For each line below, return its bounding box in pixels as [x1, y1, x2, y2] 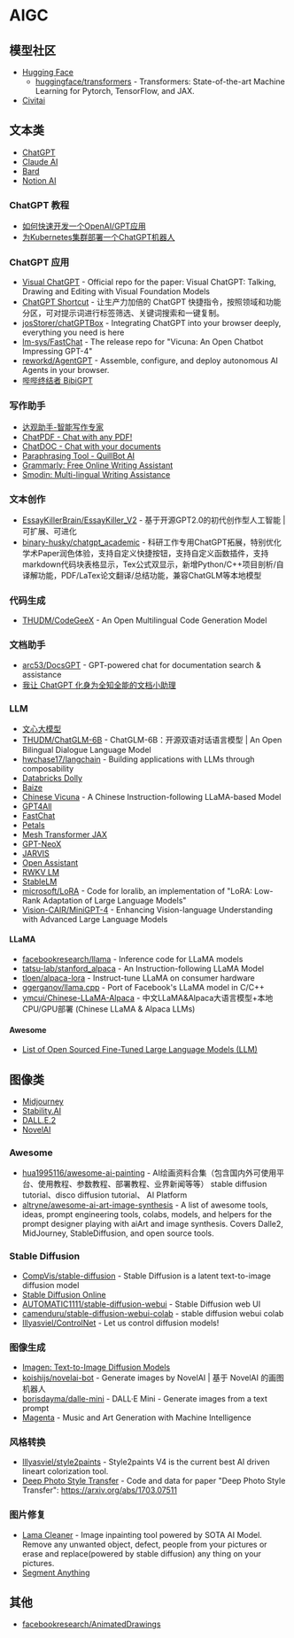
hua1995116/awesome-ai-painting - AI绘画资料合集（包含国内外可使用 [21, 1168, 277, 1178]
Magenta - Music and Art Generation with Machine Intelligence [21, 1412, 252, 1423]
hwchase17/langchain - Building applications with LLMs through [21, 754, 255, 765]
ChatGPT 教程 [9, 198, 70, 211]
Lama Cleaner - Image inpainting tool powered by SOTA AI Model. [21, 1529, 263, 1540]
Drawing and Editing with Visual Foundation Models [21, 286, 211, 297]
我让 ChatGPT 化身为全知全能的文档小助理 [21, 679, 177, 690]
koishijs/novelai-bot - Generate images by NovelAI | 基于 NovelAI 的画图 [21, 1372, 285, 1383]
